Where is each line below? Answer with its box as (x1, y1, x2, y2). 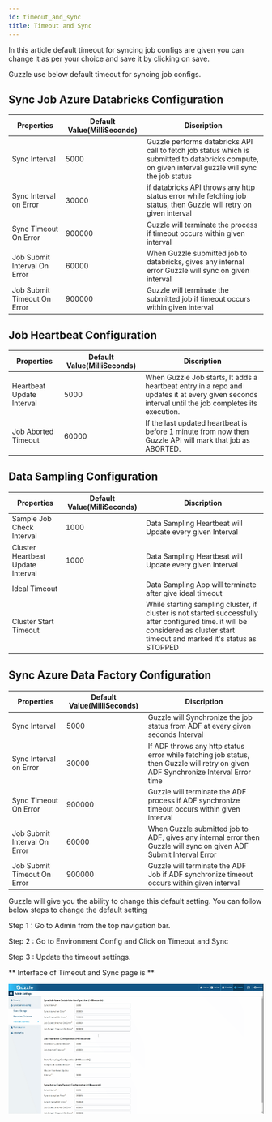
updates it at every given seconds (145, 390, 258, 400)
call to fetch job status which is (147, 146, 249, 156)
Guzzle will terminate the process (147, 220, 258, 229)
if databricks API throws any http (147, 182, 256, 192)
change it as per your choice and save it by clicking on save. (8, 54, 210, 63)
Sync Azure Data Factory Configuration (8, 669, 212, 683)
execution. (145, 407, 181, 417)
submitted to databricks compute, (147, 154, 259, 164)
